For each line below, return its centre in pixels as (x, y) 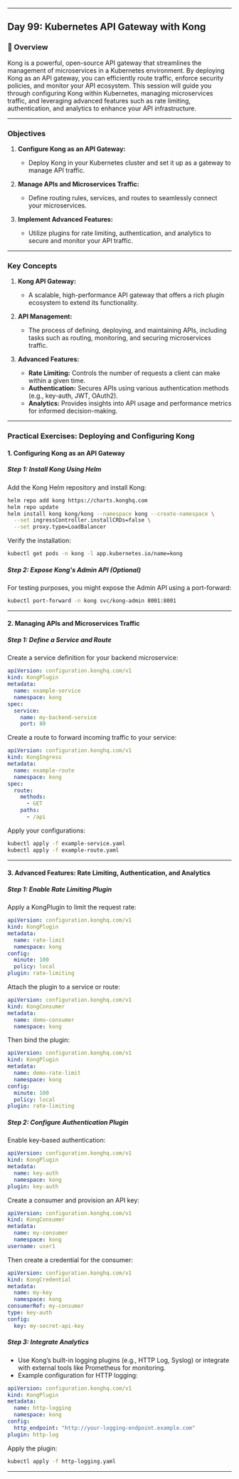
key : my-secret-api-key (49, 1326)
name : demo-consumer (44, 1020)
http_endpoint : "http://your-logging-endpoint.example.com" (105, 1428)
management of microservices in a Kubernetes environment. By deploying (116, 70)
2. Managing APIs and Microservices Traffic (74, 624)
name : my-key (33, 1293)
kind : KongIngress (34, 757)
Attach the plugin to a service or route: (64, 987)
